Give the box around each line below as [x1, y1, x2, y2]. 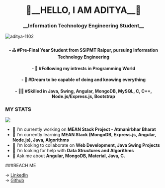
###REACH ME [5, 163, 36, 169]
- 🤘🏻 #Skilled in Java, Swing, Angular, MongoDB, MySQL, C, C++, [14, 88, 153, 94]
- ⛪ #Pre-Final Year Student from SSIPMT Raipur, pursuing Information [9, 47, 158, 53]
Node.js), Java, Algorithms [12, 137, 70, 143]
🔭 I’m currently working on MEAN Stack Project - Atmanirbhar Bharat [12, 126, 156, 132]
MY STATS [5, 105, 31, 112]
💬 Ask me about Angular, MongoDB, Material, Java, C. [12, 153, 125, 159]
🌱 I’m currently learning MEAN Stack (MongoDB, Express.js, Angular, [12, 132, 157, 138]
